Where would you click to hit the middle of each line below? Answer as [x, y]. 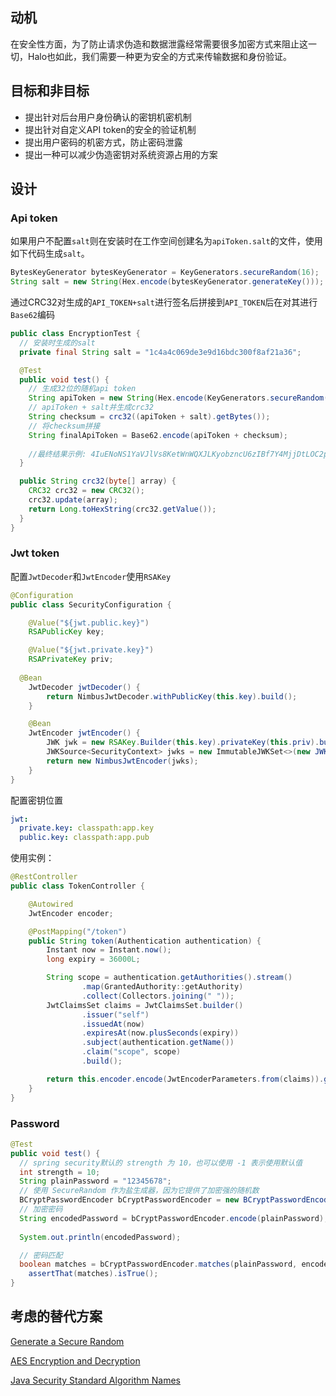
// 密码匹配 [41, 1255]
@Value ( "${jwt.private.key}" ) [91, 650]
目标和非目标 [50, 91]
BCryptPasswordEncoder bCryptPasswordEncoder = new [129, 1200]
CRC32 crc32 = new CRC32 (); [86, 491]
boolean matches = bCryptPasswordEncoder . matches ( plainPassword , [158, 1264]
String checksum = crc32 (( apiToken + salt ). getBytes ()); [149, 417]
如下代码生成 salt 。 [50, 254]
